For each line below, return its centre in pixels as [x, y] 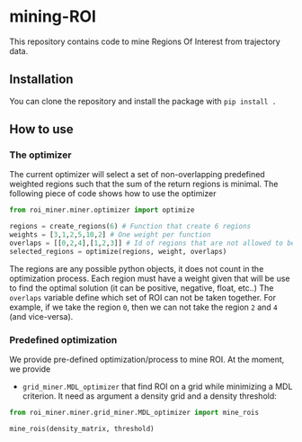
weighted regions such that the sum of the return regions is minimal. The [144, 184]
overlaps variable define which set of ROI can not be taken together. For [143, 297]
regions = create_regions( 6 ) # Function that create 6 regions [130, 227]
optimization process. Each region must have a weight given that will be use [150, 278]
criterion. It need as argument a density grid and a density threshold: [149, 396]
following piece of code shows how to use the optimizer [113, 194]
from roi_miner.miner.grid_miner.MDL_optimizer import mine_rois [134, 413]
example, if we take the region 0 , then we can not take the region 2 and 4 [143, 307]
